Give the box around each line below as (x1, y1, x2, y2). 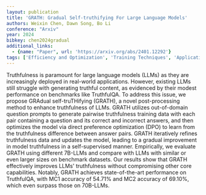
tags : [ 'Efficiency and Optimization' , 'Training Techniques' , (6, 54, 172, 61)
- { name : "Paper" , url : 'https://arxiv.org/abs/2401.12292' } (12, 49, 172, 55)
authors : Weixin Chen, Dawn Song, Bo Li (6, 20, 112, 26)
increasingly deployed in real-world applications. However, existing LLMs (6, 78, 191, 85)
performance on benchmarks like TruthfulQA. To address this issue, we (6, 90, 186, 98)
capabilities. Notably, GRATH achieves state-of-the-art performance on (6, 169, 187, 176)
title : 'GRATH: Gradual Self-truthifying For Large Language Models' (6, 15, 188, 21)
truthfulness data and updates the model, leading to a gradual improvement (6, 136, 197, 144)
